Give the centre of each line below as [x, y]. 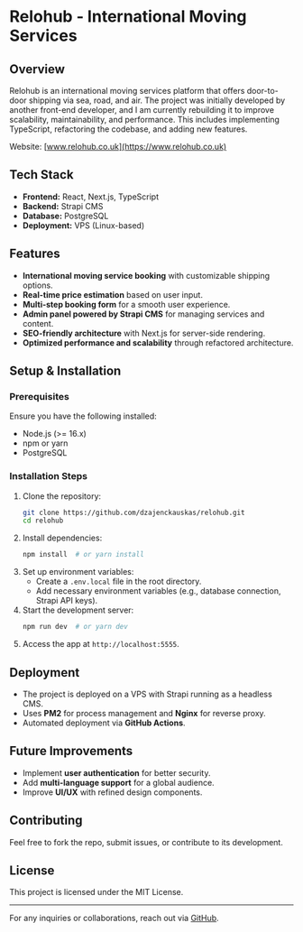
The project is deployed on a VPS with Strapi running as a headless [147, 694]
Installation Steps [49, 476]
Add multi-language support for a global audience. [118, 782]
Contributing [46, 821]
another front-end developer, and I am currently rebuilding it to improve [142, 110]
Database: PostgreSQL [65, 216]
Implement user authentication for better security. [116, 772]
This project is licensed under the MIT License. [96, 892]
